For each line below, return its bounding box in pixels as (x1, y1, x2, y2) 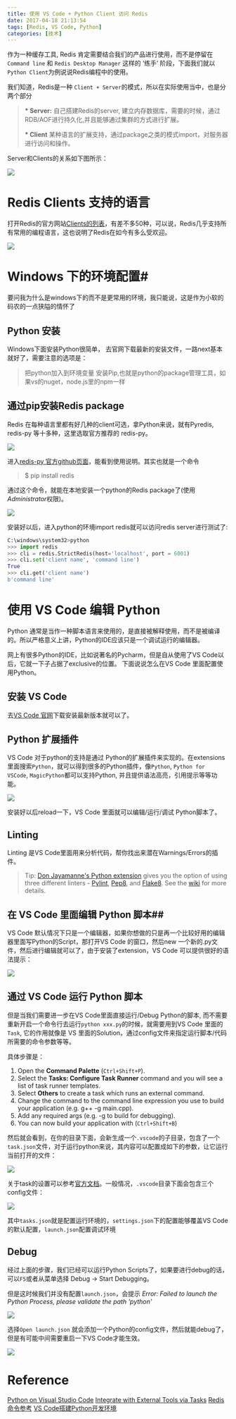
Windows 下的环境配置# (7, 269, 149, 285)
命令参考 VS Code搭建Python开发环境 (7, 1403, 117, 1412)
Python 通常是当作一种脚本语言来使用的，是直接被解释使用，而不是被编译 (7, 627, 221, 635)
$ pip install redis (24, 471, 75, 479)
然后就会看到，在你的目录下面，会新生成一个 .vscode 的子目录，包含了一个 (7, 1133, 221, 1142)
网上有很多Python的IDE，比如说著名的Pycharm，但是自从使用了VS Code (7, 650, 218, 659)
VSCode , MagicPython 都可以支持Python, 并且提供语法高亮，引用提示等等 (7, 771, 212, 780)
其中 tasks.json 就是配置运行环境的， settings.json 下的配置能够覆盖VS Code (7, 1216, 228, 1224)
